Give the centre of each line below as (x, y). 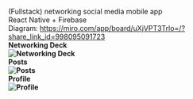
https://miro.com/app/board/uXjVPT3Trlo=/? (112, 28)
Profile (19, 79)
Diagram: (23, 28)
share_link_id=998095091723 (57, 36)
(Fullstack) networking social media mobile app (85, 11)
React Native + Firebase (48, 20)
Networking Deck (38, 45)
